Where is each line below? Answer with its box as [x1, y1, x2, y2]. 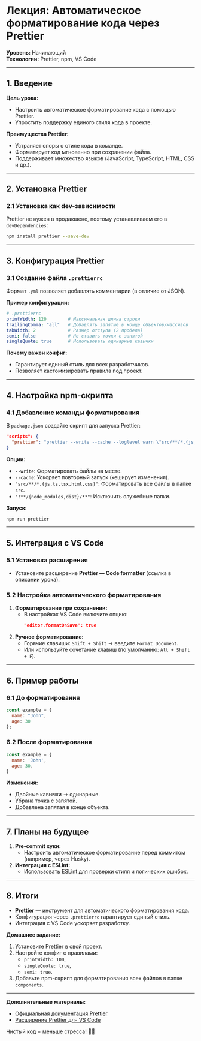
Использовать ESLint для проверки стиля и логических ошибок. [23, 868, 188, 875]
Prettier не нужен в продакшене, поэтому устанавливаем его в [6, 215, 167, 222]
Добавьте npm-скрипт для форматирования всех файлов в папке [14, 974, 183, 982]
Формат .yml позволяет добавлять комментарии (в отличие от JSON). [6, 287, 186, 294]
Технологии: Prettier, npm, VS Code [6, 55, 97, 62]
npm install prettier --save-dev [6, 233, 90, 240]
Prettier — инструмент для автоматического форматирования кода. [14, 907, 190, 914]
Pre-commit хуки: [14, 843, 61, 850]
